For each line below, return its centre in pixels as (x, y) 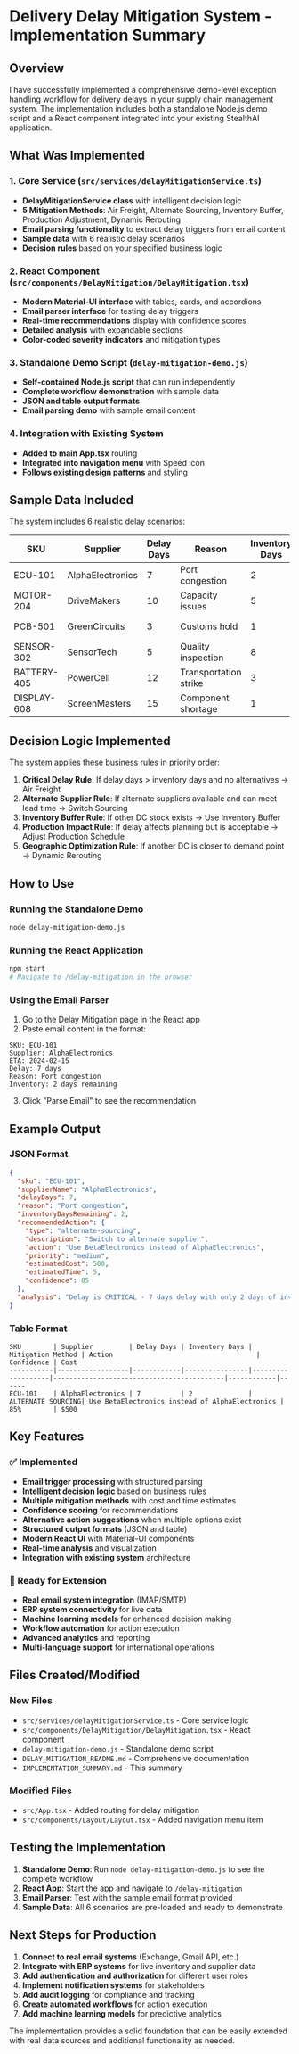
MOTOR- (33, 595)
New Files (31, 1701)
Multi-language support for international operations (118, 1647)
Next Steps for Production (83, 1935)
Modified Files (41, 1791)
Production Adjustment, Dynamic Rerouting (101, 219)
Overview (37, 68)
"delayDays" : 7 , (47, 1197)
